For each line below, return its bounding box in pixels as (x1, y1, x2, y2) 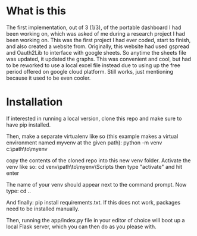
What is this (6, 4, 67, 18)
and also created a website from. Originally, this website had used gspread (6, 43, 189, 50)
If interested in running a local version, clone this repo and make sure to (6, 115, 182, 122)
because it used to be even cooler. (6, 74, 91, 81)
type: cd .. (6, 187, 32, 194)
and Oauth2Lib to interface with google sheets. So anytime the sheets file (6, 49, 186, 56)
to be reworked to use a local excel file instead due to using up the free (6, 61, 180, 69)
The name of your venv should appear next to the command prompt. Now (6, 181, 187, 188)
